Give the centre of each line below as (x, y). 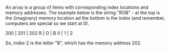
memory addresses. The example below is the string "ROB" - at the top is (83, 13)
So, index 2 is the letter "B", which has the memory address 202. (73, 43)
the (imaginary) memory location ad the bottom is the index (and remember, (85, 18)
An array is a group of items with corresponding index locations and (77, 7)
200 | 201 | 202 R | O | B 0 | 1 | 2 (39, 33)
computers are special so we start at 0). (47, 23)
